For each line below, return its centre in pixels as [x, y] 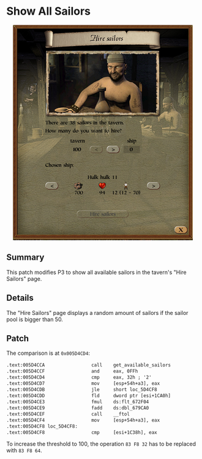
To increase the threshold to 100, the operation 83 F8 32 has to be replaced [101, 444]
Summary [25, 258]
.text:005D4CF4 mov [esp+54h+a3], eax [83, 420]
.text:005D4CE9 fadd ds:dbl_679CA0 [78, 408]
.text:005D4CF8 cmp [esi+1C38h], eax [82, 433]
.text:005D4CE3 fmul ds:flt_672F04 [78, 402]
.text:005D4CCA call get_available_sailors [89, 365]
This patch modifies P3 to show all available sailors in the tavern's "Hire [96, 272]
